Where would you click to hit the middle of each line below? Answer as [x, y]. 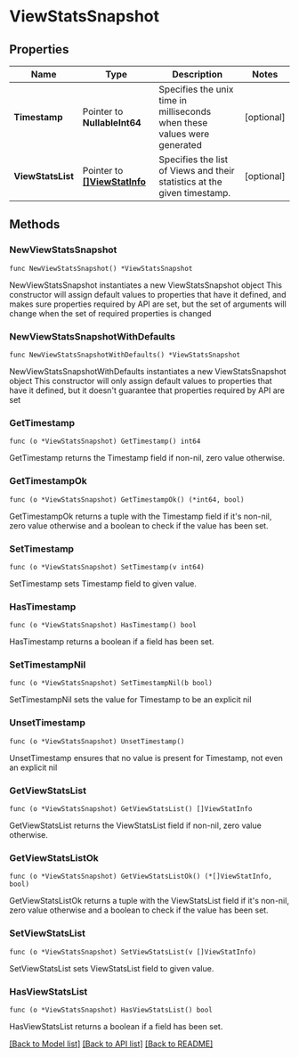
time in [173, 100]
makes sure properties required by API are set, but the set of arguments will [148, 304]
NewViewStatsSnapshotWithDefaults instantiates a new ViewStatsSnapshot [148, 371]
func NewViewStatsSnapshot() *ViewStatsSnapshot [101, 268]
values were [184, 134]
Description [198, 74]
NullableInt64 [112, 123]
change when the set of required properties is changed [110, 313]
